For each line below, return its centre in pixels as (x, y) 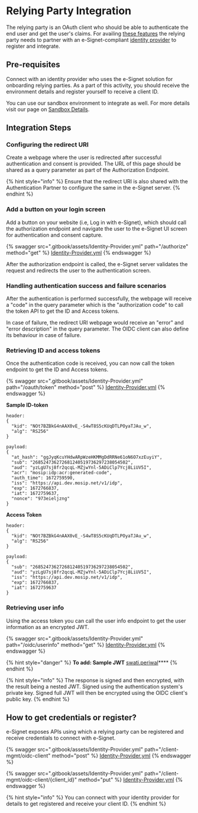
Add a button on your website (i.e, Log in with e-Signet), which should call (96, 222)
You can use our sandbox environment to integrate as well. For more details (98, 103)
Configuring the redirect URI (47, 145)
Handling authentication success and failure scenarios (86, 286)
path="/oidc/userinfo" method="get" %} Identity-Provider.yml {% (86, 644)
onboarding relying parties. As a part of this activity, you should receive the (98, 85)
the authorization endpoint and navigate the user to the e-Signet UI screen (97, 228)
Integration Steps (39, 128)
